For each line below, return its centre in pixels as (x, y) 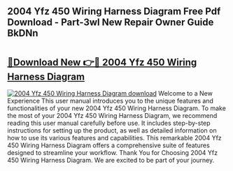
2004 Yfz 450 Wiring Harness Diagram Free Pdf (114, 12)
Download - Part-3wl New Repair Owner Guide (111, 23)
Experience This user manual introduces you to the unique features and (110, 101)
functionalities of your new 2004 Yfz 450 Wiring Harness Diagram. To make (116, 108)
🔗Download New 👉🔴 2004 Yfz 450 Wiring (102, 62)
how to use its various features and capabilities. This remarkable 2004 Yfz (114, 138)
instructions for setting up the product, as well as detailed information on (112, 131)
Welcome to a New (186, 93)
